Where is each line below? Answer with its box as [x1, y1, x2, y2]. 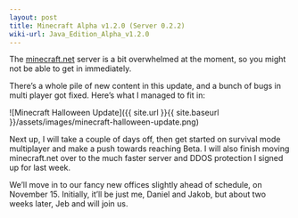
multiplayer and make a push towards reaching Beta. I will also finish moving [9, 143, 290, 154]
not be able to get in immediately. [9, 63, 132, 74]
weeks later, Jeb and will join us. [9, 198, 128, 209]
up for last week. [9, 162, 71, 174]
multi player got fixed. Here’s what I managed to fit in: [9, 90, 205, 101]
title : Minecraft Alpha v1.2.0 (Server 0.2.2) [9, 21, 186, 30]
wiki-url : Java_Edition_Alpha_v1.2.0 [9, 29, 150, 38]
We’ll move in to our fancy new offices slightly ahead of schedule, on [9, 180, 262, 190]
